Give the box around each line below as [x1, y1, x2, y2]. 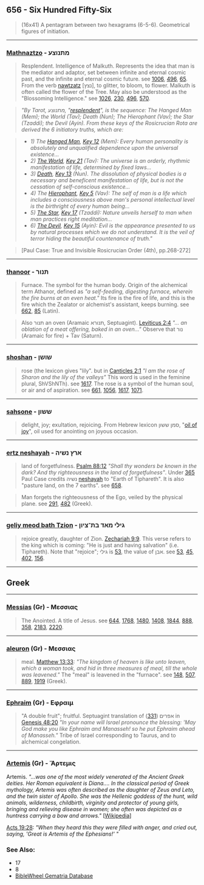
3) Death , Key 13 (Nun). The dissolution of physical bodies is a [30, 170, 187, 177]
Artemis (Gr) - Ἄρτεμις [6, 759, 76, 767]
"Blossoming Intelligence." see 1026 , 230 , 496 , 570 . [21, 94, 151, 102]
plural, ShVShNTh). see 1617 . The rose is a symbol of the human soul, [21, 380, 194, 387]
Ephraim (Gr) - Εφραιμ [6, 698, 74, 706]
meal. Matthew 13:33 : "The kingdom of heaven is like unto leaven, [21, 658, 186, 665]
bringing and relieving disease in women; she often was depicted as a [6, 805, 182, 812]
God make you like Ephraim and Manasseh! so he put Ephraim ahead [21, 725, 195, 733]
